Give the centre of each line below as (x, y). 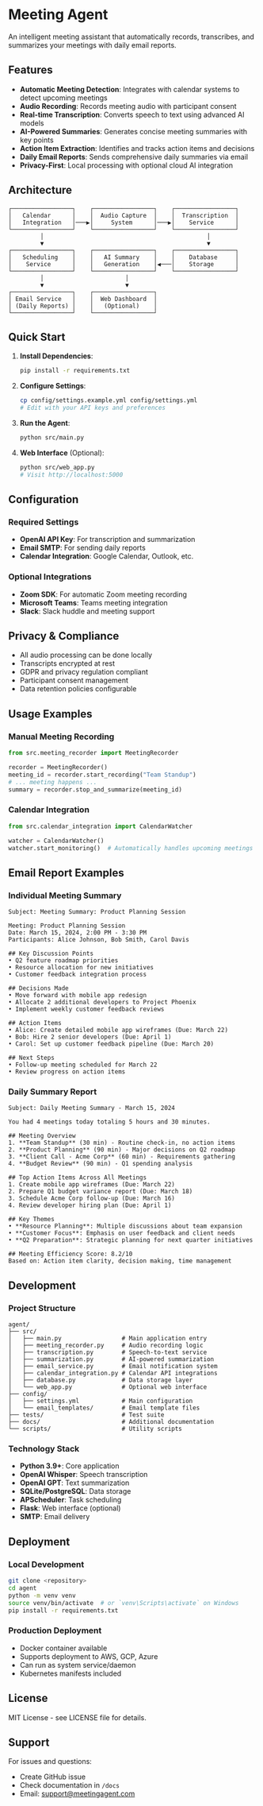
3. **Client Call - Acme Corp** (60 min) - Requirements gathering (122, 1157)
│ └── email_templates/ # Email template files (104, 1408)
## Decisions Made (38, 988)
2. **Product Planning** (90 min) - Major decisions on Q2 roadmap (122, 1150)
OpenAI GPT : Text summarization (74, 1483)
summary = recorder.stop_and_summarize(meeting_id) (95, 789)
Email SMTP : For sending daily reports (83, 548)
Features (30, 70)
